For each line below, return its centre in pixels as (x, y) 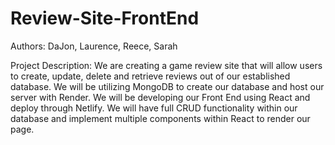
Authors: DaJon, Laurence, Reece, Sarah (94, 46)
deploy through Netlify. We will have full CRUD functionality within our (154, 108)
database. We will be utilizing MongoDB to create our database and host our (167, 86)
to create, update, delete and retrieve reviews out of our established (150, 76)
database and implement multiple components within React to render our (160, 118)
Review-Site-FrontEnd (105, 18)
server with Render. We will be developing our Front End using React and (160, 97)
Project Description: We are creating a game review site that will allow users (166, 65)
